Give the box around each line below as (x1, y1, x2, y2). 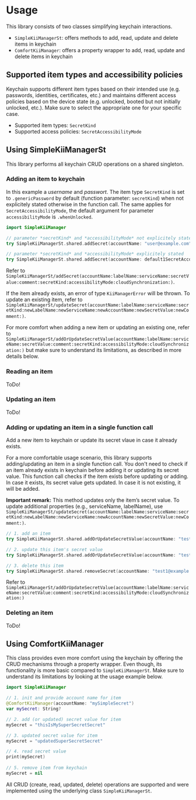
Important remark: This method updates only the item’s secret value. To (6, 497, 180, 504)
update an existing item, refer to (6, 296, 83, 303)
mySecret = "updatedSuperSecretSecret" (6, 738, 103, 744)
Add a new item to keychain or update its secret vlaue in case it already (6, 437, 178, 444)
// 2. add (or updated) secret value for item (6, 716, 121, 722)
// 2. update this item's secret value (6, 546, 103, 552)
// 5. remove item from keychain (6, 765, 87, 771)
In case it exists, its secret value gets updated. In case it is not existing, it (6, 479, 181, 486)
